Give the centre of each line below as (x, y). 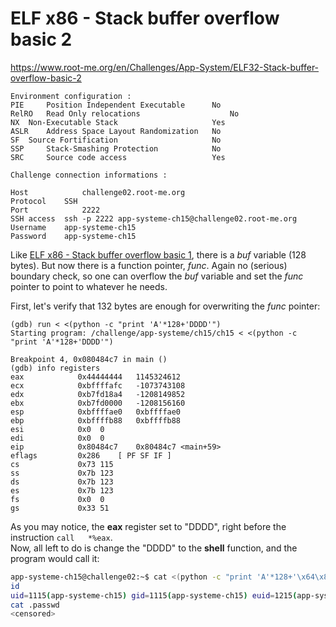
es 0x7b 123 (62, 490)
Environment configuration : (71, 96)
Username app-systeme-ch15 (73, 227)
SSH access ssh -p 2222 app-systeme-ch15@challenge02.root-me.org (154, 218)
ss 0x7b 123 (62, 473)
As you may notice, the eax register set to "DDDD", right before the (148, 526)
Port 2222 (55, 210)
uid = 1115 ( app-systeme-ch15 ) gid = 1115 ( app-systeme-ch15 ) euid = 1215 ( (154, 595)
